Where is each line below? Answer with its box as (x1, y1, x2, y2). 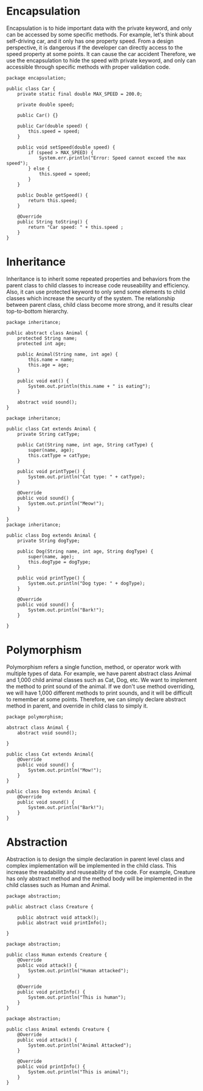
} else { (28, 166, 50, 172)
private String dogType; (17, 538, 80, 544)
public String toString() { (17, 219, 88, 225)
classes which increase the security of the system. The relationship (6, 294, 175, 302)
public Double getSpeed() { (17, 192, 88, 198)
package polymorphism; (6, 714, 64, 720)
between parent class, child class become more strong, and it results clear (6, 301, 193, 308)
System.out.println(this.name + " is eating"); (28, 383, 151, 389)
